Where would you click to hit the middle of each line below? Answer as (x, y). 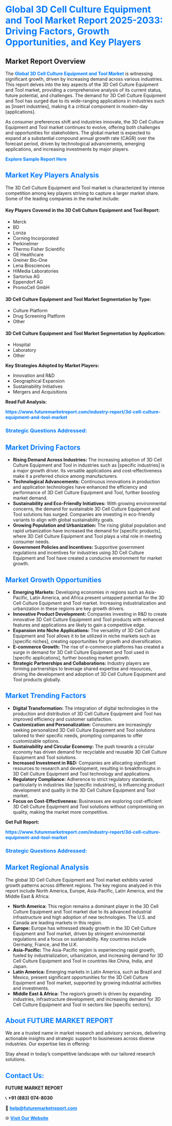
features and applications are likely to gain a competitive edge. (79, 625)
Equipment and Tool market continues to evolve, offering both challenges (83, 127)
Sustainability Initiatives (38, 386)
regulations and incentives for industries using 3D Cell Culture (78, 553)
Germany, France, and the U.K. (45, 944)
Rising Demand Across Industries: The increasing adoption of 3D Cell (87, 460)
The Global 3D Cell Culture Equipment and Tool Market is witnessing (79, 74)
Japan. (20, 966)
